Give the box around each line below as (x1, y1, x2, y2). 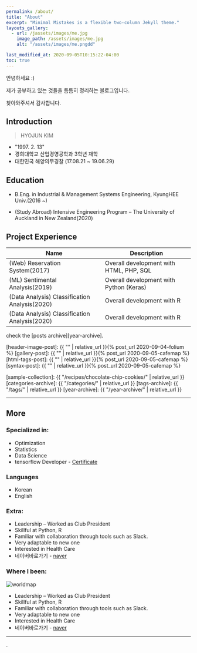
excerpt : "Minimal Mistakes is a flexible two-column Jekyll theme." (6, 19, 180, 25)
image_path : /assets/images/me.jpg (16, 36, 104, 42)
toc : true (6, 57, 30, 63)
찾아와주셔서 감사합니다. (6, 99, 62, 106)
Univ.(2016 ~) (14, 197, 48, 204)
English (14, 493, 33, 500)
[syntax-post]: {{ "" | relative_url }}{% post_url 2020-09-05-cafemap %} (6, 362, 181, 369)
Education (6, 175, 45, 185)
